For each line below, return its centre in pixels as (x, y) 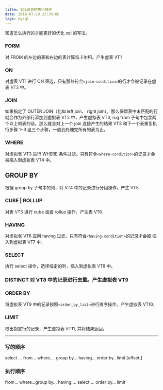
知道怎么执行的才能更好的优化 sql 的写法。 (48, 33)
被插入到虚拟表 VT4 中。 (30, 160)
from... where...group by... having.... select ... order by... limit (65, 382)
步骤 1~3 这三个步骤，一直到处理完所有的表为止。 (58, 130)
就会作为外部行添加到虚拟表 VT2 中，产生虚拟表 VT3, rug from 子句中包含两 (81, 118)
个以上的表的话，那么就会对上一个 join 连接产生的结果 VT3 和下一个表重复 (79, 124)
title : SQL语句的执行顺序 (29, 9)
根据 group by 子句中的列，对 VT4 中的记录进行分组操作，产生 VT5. (73, 188)
